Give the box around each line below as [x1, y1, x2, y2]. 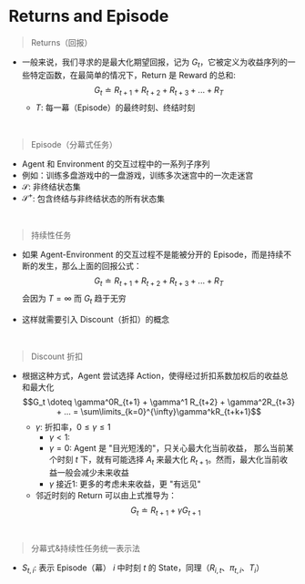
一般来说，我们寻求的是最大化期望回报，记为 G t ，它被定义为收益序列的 [21, 56, 289, 69]
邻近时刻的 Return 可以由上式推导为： [35, 489, 178, 500]
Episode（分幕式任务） [30, 138, 117, 149]
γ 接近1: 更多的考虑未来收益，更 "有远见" [48, 478, 201, 489]
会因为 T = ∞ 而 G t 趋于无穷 [21, 292, 127, 306]
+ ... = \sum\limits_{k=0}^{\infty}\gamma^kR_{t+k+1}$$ [56, 405, 261, 416]
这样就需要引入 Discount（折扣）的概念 [21, 313, 170, 324]
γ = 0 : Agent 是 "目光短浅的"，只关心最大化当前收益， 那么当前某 [48, 442, 294, 453]
